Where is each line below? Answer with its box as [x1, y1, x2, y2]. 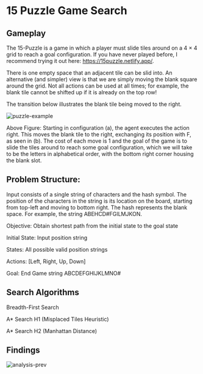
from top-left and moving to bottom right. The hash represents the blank [6, 203, 188, 211]
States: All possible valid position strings [6, 245, 108, 253]
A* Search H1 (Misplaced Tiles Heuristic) [6, 315, 109, 323]
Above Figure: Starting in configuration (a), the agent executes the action [6, 124, 190, 132]
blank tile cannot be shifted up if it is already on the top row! [6, 89, 157, 95]
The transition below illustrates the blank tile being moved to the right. [6, 100, 182, 108]
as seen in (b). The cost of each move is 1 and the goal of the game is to [6, 137, 188, 144]
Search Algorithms [6, 287, 79, 297]
